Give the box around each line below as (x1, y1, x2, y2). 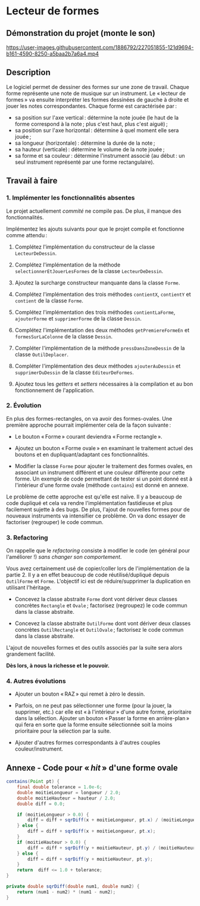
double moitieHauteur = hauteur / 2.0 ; (17, 795, 116, 801)
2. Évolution (6, 402, 42, 410)
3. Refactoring (6, 533, 49, 541)
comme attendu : (6, 231, 48, 238)
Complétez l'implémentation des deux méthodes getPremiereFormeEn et (14, 326, 189, 333)
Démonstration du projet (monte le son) (6, 28, 156, 38)
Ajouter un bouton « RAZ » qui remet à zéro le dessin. (14, 690, 145, 697)
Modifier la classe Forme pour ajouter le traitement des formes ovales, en (14, 462, 192, 470)
